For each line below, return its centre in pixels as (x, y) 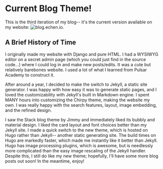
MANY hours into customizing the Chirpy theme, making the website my (78, 100)
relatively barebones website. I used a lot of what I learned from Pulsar (76, 70)
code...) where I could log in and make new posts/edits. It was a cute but (78, 64)
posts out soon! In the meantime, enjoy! (45, 161)
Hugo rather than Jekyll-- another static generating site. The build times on (81, 135)
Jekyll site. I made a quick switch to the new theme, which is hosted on (76, 130)
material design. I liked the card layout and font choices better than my (76, 125)
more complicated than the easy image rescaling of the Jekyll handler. (76, 150)
